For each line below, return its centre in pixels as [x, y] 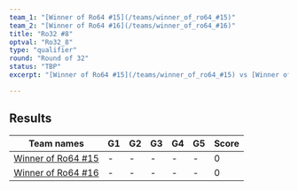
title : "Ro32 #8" [41, 34]
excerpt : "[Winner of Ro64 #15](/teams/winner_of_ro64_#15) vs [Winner [144, 75]
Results [31, 119]
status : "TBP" [35, 67]
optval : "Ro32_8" [41, 42]
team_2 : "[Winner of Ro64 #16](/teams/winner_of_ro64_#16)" [123, 26]
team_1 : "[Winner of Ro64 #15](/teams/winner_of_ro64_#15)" [123, 17]
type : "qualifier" [43, 50]
